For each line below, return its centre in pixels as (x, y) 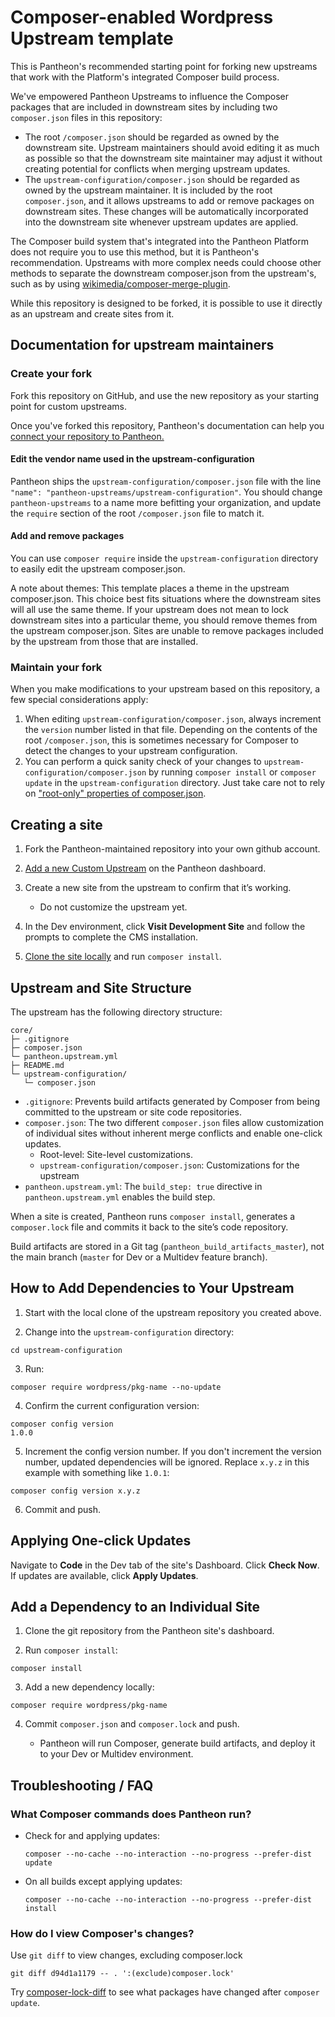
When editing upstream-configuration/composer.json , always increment (173, 719)
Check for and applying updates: (92, 1836)
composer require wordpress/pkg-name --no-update (116, 1387)
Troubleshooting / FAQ (82, 1785)
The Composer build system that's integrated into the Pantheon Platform (159, 241)
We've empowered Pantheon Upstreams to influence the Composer (150, 96)
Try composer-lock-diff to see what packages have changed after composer (165, 1992)
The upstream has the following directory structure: (116, 1012)
